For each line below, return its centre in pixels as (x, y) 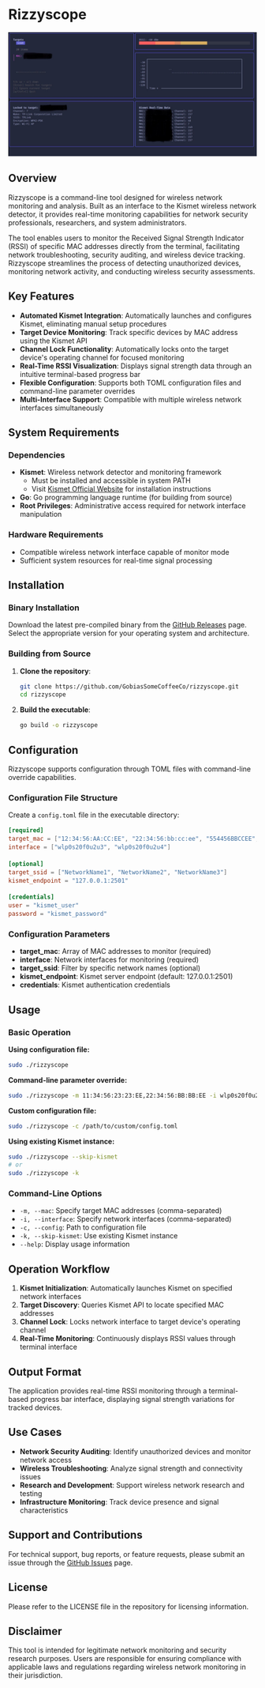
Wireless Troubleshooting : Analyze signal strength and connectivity (131, 1468)
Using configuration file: (49, 1049)
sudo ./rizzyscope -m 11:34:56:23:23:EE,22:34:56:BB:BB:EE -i (112, 1095)
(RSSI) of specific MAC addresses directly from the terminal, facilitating (124, 246)
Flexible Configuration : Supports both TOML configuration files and (131, 382)
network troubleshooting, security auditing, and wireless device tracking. (127, 254)
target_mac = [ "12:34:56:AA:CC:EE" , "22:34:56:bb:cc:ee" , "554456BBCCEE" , (134, 839)
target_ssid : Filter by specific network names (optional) (110, 968)
